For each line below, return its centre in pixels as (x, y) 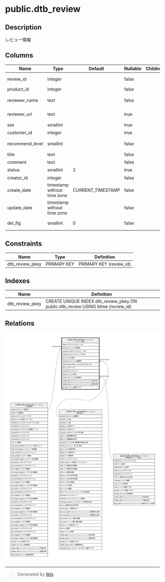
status (14, 170)
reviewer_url (20, 114)
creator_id (17, 178)
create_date (19, 190)
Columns (19, 55)
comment (17, 162)
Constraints (24, 243)
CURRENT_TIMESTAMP (96, 190)
